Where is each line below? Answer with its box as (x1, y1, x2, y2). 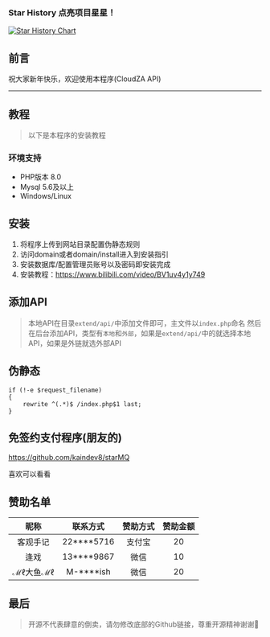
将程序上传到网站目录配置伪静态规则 (19, 240, 141, 249)
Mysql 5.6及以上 (19, 183, 74, 192)
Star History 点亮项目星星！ (8, 6, 117, 18)
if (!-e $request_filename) (8, 386, 103, 394)
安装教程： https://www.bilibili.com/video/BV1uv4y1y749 (19, 269, 206, 279)
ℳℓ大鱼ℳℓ (12, 567, 55, 578)
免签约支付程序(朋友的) (8, 431, 122, 445)
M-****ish (66, 566, 111, 577)
